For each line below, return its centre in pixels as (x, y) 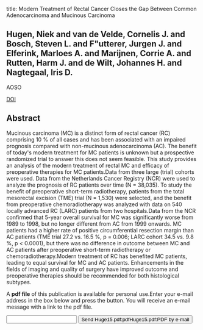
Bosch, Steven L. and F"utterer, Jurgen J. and (94, 44)
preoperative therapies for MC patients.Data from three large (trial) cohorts (100, 172)
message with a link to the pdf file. (50, 307)
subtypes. (19, 282)
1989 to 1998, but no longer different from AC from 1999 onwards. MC (94, 224)
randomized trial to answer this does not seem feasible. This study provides (101, 159)
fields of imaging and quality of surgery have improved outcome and (92, 269)
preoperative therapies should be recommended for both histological (93, 275)
